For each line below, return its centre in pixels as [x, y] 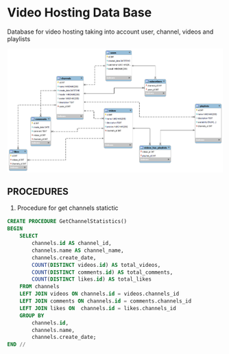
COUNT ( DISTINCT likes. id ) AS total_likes [92, 279]
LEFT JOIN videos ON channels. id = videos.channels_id [99, 294]
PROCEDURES [38, 192]
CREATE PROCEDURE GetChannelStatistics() [67, 222]
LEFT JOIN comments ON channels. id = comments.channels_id [106, 301]
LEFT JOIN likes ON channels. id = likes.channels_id [98, 308]
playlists [19, 38]
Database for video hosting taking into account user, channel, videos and [110, 32]
